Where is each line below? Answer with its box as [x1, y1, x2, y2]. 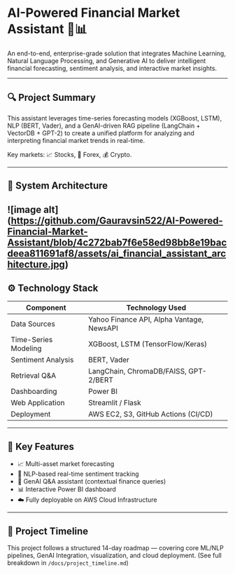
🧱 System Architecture [7, 180, 108, 192]
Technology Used [126, 303, 187, 313]
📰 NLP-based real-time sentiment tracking [17, 470, 139, 478]
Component [25, 303, 66, 313]
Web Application [10, 398, 65, 408]
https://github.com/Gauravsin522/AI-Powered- [10, 214, 223, 226]
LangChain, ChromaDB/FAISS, [88, 367, 187, 376]
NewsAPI [88, 324, 119, 334]
